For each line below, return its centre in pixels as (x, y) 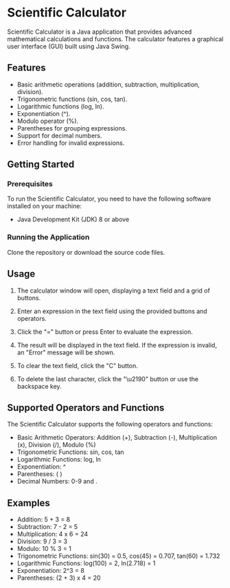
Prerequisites (30, 184)
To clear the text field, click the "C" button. (78, 365)
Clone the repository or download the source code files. (86, 252)
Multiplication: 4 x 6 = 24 (52, 534)
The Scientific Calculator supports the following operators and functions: (110, 425)
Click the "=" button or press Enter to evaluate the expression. (105, 332)
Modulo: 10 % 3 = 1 (44, 549)
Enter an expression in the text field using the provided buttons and (112, 311)
